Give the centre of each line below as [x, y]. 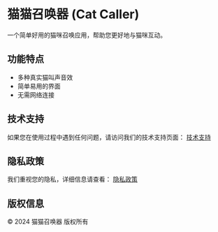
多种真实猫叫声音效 [45, 77]
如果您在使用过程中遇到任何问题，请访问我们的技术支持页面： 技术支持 [109, 137]
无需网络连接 [36, 94]
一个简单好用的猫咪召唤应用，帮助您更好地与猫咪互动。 [87, 35]
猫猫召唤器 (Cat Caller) [73, 14]
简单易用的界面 [39, 86]
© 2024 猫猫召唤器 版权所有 [48, 222]
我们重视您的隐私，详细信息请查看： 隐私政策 [72, 180]
